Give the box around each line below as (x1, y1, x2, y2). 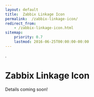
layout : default (5, 7, 38, 12)
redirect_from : (5, 21, 36, 26)
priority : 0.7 (14, 35, 43, 40)
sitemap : (5, 30, 23, 35)
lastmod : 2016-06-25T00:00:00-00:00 (14, 39, 90, 44)
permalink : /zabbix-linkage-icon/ (5, 16, 78, 21)
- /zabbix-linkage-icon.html (14, 26, 74, 31)
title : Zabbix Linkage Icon (5, 12, 65, 17)
